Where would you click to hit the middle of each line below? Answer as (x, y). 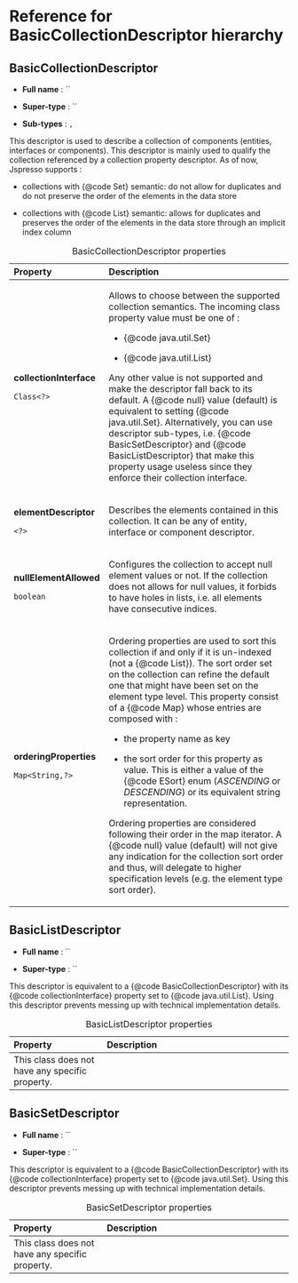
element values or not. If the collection (188, 575)
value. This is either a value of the (194, 770)
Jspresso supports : (46, 169)
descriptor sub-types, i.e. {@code (180, 433)
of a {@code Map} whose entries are (185, 708)
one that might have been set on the (184, 685)
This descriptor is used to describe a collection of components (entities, (141, 141)
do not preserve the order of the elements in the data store (129, 196)
